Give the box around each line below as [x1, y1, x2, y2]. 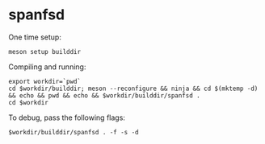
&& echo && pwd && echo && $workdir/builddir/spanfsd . [8, 91, 200, 100]
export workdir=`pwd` [8, 77, 82, 85]
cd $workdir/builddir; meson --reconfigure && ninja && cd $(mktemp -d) [8, 84, 259, 93]
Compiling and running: [8, 62, 86, 72]
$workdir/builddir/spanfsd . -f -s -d [8, 128, 139, 136]
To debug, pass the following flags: [8, 113, 125, 122]
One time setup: [8, 32, 62, 42]
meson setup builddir [8, 47, 82, 56]
